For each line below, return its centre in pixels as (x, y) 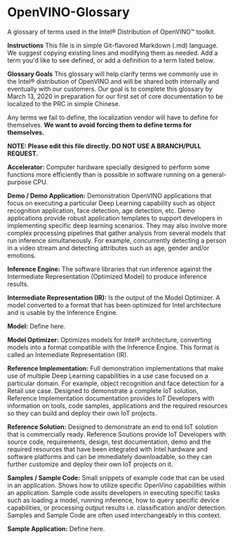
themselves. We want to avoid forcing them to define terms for (100, 124)
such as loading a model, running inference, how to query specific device (113, 500)
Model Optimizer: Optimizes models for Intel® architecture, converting (109, 340)
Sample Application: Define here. (56, 529)
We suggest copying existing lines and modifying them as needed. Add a (113, 53)
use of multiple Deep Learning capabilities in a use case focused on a (108, 375)
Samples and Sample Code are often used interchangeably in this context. (114, 515)
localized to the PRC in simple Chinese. (64, 103)
